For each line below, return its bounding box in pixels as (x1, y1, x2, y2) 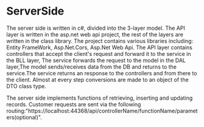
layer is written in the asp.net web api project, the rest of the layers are (6, 30, 184, 38)
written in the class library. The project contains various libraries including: (6, 37, 194, 44)
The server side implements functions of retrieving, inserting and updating (6, 94, 193, 101)
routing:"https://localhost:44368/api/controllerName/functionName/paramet (6, 107, 198, 114)
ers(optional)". (6, 114, 43, 121)
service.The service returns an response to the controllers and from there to (6, 69, 197, 77)
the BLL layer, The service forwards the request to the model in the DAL (6, 57, 186, 64)
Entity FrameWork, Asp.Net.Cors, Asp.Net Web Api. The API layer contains (6, 44, 193, 51)
